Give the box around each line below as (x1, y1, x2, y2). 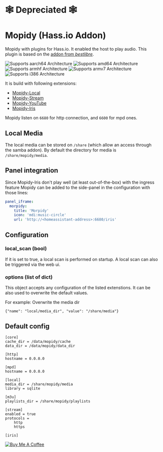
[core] (5, 335, 19, 339)
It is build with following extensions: (5, 80, 77, 86)
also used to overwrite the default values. (5, 290, 88, 296)
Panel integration (5, 167, 59, 175)
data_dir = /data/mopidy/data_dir (5, 343, 76, 348)
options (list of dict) (5, 274, 53, 281)
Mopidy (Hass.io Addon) (5, 30, 106, 41)
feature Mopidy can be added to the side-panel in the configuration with (5, 184, 150, 190)
